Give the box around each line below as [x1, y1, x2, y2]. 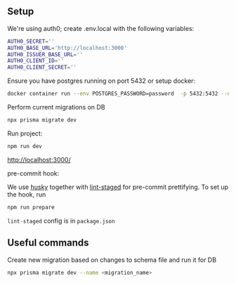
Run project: [7, 129, 43, 138]
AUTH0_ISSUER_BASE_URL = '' [7, 51, 83, 58]
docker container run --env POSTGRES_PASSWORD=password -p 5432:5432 [7, 91, 218, 98]
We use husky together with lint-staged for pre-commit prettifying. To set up [7, 183, 229, 191]
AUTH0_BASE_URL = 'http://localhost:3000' [7, 44, 128, 51]
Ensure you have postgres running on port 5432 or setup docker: [7, 77, 195, 85]
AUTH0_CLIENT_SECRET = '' [7, 64, 77, 71]
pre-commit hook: [7, 169, 60, 178]
